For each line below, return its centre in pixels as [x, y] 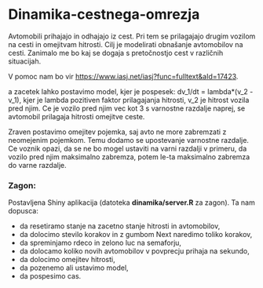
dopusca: [24, 211]
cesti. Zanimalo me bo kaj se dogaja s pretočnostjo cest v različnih [116, 53]
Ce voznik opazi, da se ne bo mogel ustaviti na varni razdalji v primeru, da [128, 148]
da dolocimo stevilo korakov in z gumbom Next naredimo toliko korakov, [136, 235]
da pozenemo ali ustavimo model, [74, 268]
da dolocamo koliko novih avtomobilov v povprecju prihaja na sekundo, [134, 251]
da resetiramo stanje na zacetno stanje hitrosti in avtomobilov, [120, 226]
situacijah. [25, 61]
